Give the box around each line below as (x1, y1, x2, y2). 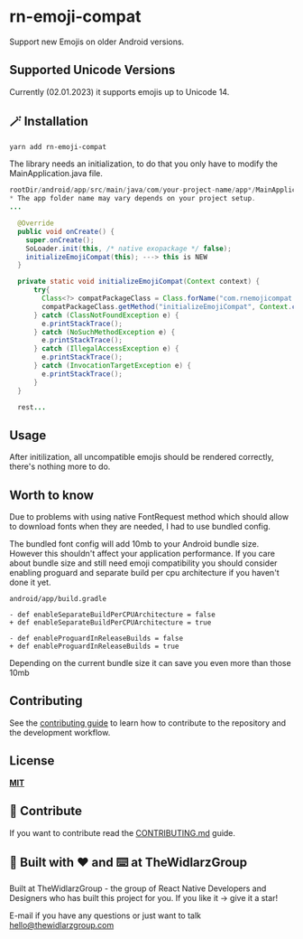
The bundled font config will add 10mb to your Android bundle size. (9, 539, 260, 549)
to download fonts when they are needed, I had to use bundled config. (9, 521, 271, 532)
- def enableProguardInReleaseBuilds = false (9, 634, 183, 643)
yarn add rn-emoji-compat (9, 142, 106, 151)
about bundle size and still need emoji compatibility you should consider (9, 558, 278, 568)
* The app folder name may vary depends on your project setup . (9, 194, 256, 203)
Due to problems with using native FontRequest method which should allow (9, 512, 289, 522)
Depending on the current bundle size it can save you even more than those (9, 658, 291, 669)
